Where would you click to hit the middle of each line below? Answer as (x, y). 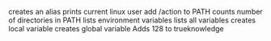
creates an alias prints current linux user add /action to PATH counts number (135, 12)
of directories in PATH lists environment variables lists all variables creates (132, 20)
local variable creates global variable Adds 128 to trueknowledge (116, 29)
